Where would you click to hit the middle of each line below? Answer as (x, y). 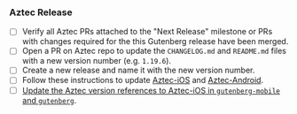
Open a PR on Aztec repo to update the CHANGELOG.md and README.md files (154, 51)
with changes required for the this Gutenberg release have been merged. (155, 42)
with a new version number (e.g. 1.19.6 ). (96, 61)
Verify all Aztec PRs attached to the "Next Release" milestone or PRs (147, 32)
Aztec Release (41, 12)
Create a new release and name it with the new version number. (138, 70)
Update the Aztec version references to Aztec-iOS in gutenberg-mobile (151, 90)
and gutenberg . (49, 100)
